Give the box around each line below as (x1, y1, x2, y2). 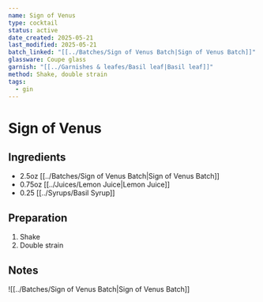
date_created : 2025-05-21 (8, 33, 93, 42)
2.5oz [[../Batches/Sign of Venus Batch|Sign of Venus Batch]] (19, 172, 220, 181)
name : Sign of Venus (8, 11, 77, 20)
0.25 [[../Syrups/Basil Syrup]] (19, 188, 115, 198)
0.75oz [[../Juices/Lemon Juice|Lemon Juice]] (19, 179, 171, 190)
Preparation (8, 211, 68, 225)
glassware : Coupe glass (8, 56, 87, 64)
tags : (8, 77, 26, 85)
